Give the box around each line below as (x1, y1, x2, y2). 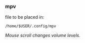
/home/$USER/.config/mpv (5, 24, 56, 29)
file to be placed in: (5, 14, 44, 20)
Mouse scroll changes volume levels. (5, 33, 81, 39)
